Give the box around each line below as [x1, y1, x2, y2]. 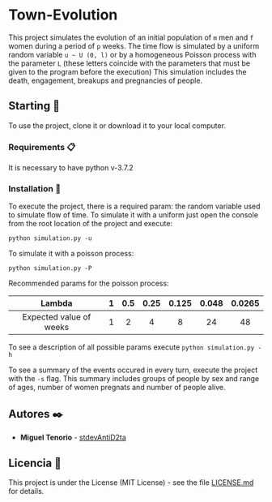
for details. [8, 486, 45, 496]
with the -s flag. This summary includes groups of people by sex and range [8, 374, 260, 384]
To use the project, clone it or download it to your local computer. [8, 120, 227, 131]
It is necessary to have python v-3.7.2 [8, 163, 134, 173]
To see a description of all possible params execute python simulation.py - [8, 342, 262, 352]
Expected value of [22, 311, 91, 323]
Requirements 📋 [8, 141, 76, 152]
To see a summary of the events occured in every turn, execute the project [8, 365, 257, 375]
